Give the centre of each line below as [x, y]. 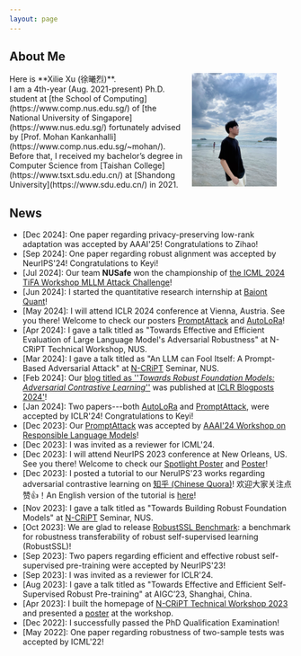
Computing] [125, 99]
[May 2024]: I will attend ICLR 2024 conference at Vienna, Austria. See [154, 311]
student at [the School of [55, 99]
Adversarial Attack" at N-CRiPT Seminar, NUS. [134, 368]
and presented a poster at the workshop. [97, 613]
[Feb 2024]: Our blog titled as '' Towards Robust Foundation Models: [149, 378]
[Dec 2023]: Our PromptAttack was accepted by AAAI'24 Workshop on [154, 426]
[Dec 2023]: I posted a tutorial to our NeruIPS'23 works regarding [143, 474]
